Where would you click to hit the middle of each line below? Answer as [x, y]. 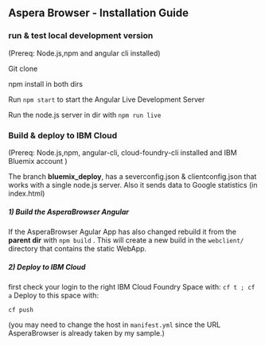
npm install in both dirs [46, 84]
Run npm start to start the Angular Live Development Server [107, 99]
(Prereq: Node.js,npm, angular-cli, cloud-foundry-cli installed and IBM [123, 152]
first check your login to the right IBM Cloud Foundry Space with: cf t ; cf [132, 286]
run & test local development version [81, 36]
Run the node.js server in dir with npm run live [85, 115]
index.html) [27, 193]
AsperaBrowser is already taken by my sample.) [87, 332]
